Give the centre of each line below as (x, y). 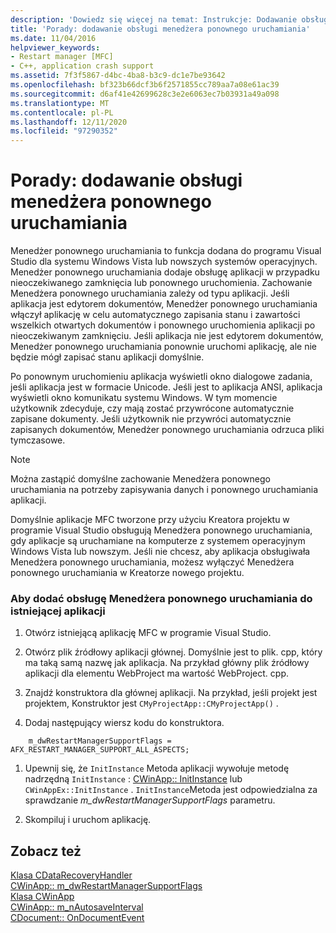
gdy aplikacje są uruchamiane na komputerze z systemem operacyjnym (158, 541)
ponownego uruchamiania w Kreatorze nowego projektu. (127, 573)
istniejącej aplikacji (58, 611)
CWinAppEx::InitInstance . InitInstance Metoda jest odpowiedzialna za (171, 790)
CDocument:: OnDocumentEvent (77, 918)
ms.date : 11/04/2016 (53, 38)
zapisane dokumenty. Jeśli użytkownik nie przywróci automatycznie (151, 419)
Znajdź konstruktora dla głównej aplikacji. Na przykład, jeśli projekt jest (171, 693)
